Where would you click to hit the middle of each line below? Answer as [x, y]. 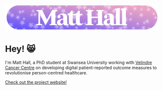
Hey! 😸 [20, 49]
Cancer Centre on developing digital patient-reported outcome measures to [81, 68]
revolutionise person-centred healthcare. [46, 72]
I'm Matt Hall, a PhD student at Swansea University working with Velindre [79, 62]
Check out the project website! [36, 82]
